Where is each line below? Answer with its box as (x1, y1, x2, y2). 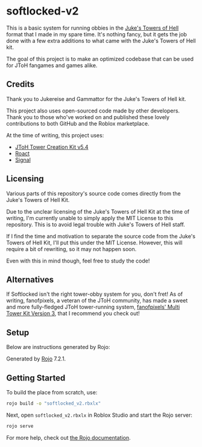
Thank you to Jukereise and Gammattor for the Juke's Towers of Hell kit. (6, 95, 186, 102)
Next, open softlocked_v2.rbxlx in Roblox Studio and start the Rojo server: (6, 411, 193, 419)
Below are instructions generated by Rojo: (6, 344, 110, 351)
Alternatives (6, 274, 54, 285)
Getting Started (6, 373, 66, 383)
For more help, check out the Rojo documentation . (6, 434, 131, 441)
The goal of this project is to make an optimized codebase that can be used (6, 55, 194, 62)
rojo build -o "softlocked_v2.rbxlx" (6, 400, 101, 406)
